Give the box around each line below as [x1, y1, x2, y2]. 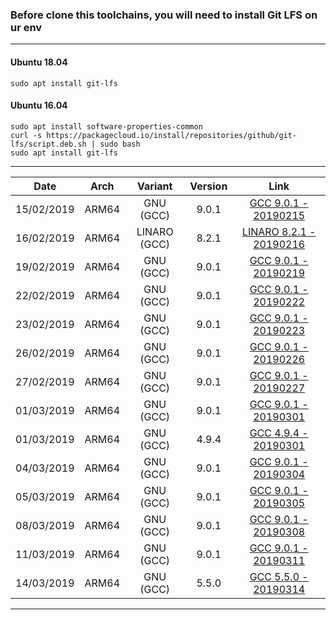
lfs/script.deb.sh [10, 139, 87, 149]
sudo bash [99, 139, 141, 149]
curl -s [10, 130, 43, 140]
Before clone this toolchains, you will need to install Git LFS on [10, 8, 318, 22]
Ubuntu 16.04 [10, 99, 68, 112]
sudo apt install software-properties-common [10, 121, 203, 132]
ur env [10, 20, 43, 34]
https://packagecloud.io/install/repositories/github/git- [46, 130, 298, 140]
